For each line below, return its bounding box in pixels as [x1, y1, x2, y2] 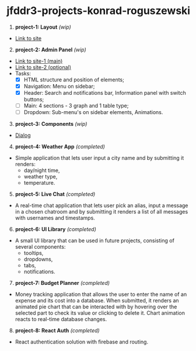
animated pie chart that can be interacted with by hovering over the [15, 303, 177, 311]
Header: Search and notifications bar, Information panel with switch [23, 90, 186, 97]
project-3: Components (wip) [15, 121, 87, 128]
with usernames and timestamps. [15, 215, 95, 222]
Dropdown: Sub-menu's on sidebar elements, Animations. [23, 109, 163, 116]
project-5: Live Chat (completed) [15, 191, 96, 198]
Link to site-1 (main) [15, 57, 63, 64]
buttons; [23, 96, 44, 103]
